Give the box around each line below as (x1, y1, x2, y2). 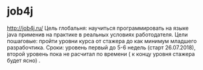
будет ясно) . (7, 57, 41, 64)
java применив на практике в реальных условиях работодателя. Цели (7, 30, 188, 38)
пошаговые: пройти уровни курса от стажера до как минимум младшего (7, 37, 197, 44)
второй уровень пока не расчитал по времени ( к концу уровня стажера (7, 50, 195, 57)
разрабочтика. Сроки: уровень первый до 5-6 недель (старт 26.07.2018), (7, 44, 196, 51)
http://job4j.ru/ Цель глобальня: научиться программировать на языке (7, 24, 189, 32)
